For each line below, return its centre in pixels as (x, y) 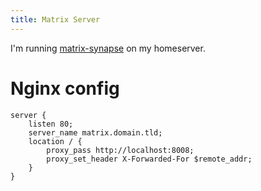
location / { (55, 141)
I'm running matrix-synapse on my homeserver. (108, 48)
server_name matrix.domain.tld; (95, 132)
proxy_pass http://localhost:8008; (120, 150)
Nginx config (65, 88)
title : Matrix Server (55, 19)
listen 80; (51, 124)
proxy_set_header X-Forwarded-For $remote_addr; (149, 159)
